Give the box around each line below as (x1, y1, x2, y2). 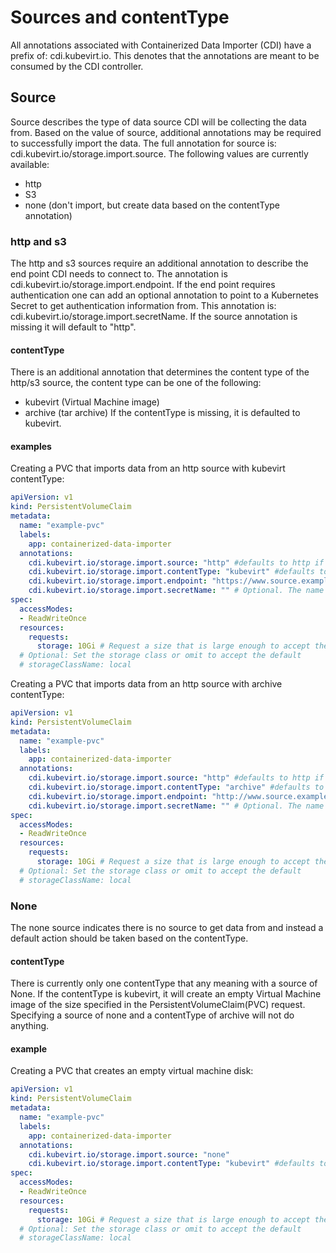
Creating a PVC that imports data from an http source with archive (10, 678, 283, 690)
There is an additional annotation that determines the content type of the (10, 366, 310, 378)
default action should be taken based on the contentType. (10, 932, 249, 944)
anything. (10, 1020, 50, 1032)
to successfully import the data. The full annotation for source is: (10, 137, 277, 149)
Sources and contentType (10, 6, 230, 29)
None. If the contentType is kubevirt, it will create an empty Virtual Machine (10, 988, 322, 1000)
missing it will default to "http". (10, 321, 137, 333)
